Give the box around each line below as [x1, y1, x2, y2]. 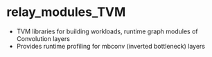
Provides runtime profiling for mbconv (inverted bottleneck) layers [16, 42, 206, 50]
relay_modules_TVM [6, 4, 126, 20]
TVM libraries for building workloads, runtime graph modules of [16, 27, 198, 35]
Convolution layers [16, 34, 71, 42]
